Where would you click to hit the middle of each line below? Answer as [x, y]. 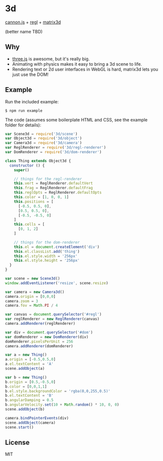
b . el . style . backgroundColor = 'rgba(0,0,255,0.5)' [58, 391]
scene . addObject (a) [25, 369]
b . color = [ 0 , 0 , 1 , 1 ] [26, 387]
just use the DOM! [30, 74]
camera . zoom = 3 [22, 301]
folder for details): [23, 125]
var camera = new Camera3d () [35, 292]
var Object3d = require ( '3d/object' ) [44, 138]
